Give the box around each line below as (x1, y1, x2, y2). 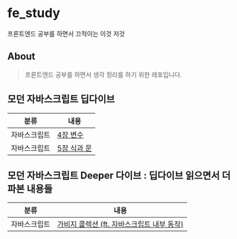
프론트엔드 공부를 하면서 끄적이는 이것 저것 (7, 29, 126, 38)
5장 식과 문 (57, 143, 92, 153)
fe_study (7, 5, 60, 21)
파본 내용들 (7, 183, 53, 195)
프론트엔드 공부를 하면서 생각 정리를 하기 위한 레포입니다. (24, 70, 182, 79)
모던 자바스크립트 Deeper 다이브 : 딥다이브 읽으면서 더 (7, 169, 231, 181)
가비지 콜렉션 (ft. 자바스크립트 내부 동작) (57, 219, 184, 229)
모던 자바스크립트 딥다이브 (7, 93, 115, 105)
